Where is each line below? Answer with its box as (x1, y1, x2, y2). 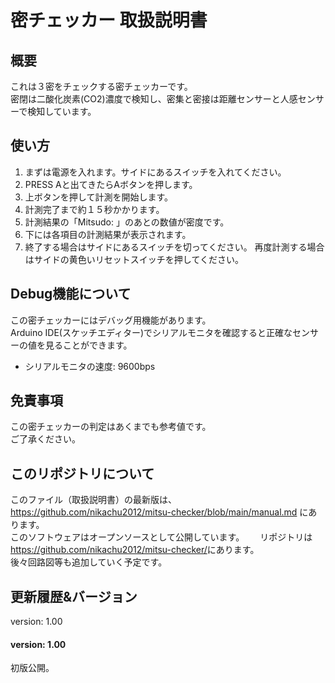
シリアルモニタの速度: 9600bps (24, 360, 156, 372)
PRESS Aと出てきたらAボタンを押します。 (24, 178, 198, 190)
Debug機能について (10, 286, 132, 303)
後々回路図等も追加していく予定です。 (10, 556, 163, 568)
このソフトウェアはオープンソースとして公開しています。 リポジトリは (10, 531, 313, 543)
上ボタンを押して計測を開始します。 (24, 191, 173, 203)
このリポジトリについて (10, 465, 155, 482)
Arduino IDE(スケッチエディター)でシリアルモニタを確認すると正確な (10, 326, 293, 338)
